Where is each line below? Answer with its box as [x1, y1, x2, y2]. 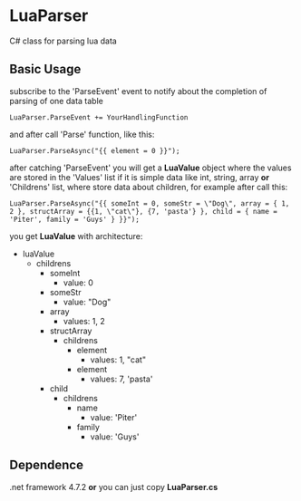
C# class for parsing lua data [9, 35, 118, 46]
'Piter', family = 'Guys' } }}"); [9, 215, 141, 224]
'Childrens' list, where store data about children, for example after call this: [9, 181, 288, 192]
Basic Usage [9, 62, 82, 77]
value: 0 [63, 277, 93, 288]
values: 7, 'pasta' [90, 373, 153, 384]
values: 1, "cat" [90, 354, 147, 365]
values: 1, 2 [63, 315, 106, 326]
